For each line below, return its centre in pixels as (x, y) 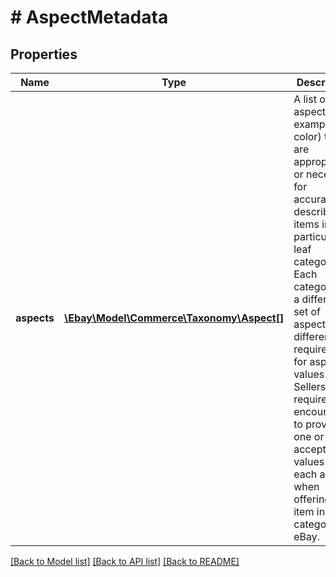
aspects (35, 318)
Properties (44, 54)
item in (309, 511)
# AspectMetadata (89, 17)
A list (305, 99)
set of (307, 311)
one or (309, 436)
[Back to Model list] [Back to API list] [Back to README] (125, 561)
